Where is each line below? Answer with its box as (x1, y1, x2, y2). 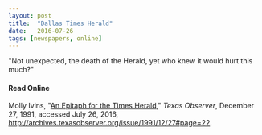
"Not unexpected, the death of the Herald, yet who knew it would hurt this (8, 56, 253, 66)
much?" (8, 65, 35, 75)
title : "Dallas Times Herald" (8, 19, 113, 27)
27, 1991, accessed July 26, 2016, (8, 109, 119, 119)
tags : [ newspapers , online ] (8, 34, 103, 43)
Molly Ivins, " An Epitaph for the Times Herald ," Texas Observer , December (8, 101, 255, 111)
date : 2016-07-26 (8, 27, 74, 35)
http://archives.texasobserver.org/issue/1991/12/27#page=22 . (8, 118, 213, 128)
